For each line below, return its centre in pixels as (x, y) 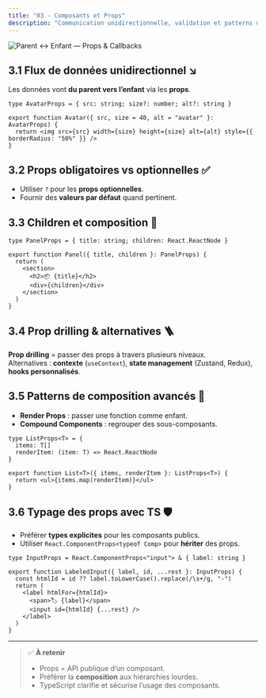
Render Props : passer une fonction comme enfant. (104, 415)
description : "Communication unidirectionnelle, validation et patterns (131, 23)
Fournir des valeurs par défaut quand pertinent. (98, 198)
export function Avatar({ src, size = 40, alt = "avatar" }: (111, 118)
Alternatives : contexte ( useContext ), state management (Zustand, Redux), (131, 362)
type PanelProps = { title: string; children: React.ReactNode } (118, 240)
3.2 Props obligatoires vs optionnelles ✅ (109, 170)
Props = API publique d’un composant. (102, 669)
